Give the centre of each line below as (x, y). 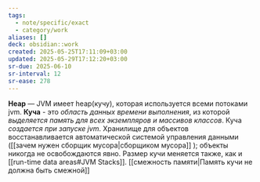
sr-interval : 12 (34, 74)
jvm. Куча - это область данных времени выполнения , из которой (119, 111)
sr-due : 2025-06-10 (40, 67)
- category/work (42, 30)
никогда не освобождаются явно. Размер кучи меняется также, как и (125, 153)
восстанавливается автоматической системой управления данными (123, 136)
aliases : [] (27, 37)
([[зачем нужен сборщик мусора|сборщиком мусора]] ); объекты (118, 145)
